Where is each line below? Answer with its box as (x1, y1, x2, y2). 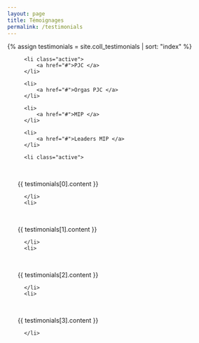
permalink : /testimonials (7, 23, 83, 30)
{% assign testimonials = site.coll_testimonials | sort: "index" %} (7, 43, 193, 51)
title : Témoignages (7, 17, 64, 24)
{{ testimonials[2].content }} (17, 271, 99, 279)
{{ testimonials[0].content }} (17, 180, 99, 188)
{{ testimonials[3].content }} (17, 316, 99, 325)
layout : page (7, 10, 46, 17)
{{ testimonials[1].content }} (17, 225, 97, 234)
